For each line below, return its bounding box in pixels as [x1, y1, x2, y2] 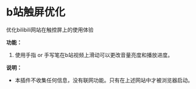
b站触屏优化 [6, 5, 66, 19]
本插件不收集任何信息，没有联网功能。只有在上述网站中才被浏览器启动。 [14, 77, 193, 84]
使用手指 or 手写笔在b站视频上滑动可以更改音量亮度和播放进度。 [14, 51, 173, 58]
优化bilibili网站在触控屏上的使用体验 [6, 26, 94, 33]
